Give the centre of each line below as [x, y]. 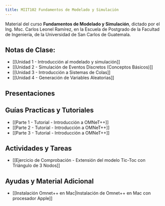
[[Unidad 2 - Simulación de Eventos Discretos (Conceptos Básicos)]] [82, 67]
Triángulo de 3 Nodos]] [36, 166]
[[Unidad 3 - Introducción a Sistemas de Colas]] [61, 72]
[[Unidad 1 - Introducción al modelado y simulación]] [66, 62]
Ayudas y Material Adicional [49, 181]
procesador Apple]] [32, 199]
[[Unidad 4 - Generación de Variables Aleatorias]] [63, 78]
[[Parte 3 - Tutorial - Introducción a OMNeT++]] [61, 133]
